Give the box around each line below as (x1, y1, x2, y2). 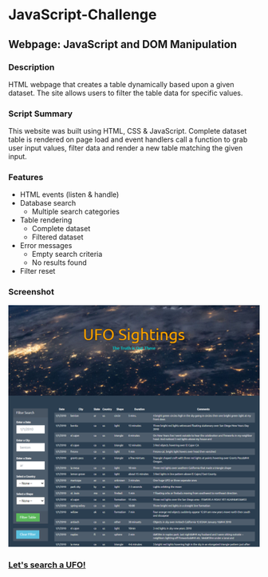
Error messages (19, 241, 73, 250)
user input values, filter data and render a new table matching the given (8, 143, 243, 153)
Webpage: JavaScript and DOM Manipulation (8, 38, 238, 51)
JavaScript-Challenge (8, 6, 157, 24)
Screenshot (8, 286, 54, 298)
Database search (19, 198, 77, 208)
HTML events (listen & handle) (19, 190, 120, 199)
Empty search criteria (31, 250, 103, 259)
